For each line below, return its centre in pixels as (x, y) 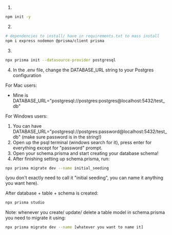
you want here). (22, 183)
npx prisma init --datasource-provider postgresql (61, 60)
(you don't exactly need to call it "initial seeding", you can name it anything (84, 178)
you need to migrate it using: (35, 218)
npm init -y (18, 17)
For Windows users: (26, 116)
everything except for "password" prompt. (58, 148)
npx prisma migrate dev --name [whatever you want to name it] (74, 227)
